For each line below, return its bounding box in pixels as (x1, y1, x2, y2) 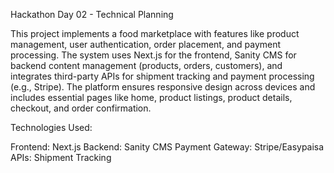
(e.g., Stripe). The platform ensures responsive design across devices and (10, 81, 316, 93)
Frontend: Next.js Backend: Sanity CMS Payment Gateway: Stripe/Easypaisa (10, 141, 325, 153)
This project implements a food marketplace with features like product (10, 28, 300, 39)
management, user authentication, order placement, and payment (10, 39, 282, 50)
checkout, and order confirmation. (10, 102, 152, 114)
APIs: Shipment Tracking (10, 152, 112, 163)
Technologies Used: (10, 122, 93, 133)
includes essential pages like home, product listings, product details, (10, 92, 293, 103)
